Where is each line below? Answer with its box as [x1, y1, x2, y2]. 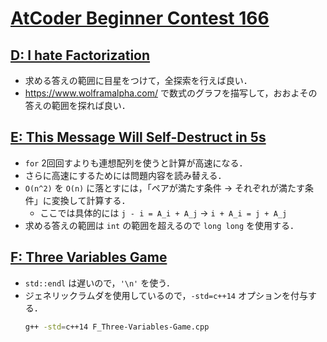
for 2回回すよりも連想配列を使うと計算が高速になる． [24, 157, 248, 169]
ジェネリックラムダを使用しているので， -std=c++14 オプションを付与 [24, 289, 308, 301]
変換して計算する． [51, 194, 131, 206]
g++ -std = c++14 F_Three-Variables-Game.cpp [24, 322, 210, 332]
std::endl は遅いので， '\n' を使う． [24, 277, 176, 289]
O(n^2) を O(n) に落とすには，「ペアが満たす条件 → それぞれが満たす [24, 182, 306, 194]
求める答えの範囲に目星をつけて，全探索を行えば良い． [24, 75, 253, 86]
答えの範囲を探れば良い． [24, 100, 131, 111]
